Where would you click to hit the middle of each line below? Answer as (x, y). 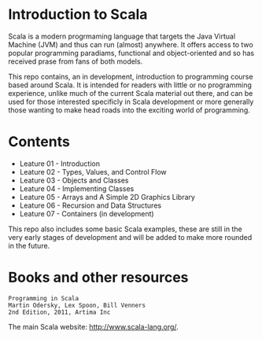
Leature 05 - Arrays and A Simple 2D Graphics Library (107, 197)
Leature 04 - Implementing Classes (77, 188)
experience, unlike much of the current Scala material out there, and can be (131, 93)
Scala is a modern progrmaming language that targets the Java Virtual (122, 36)
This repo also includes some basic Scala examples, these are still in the (125, 229)
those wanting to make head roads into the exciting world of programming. (129, 110)
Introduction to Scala (78, 15)
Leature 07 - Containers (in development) (87, 213)
